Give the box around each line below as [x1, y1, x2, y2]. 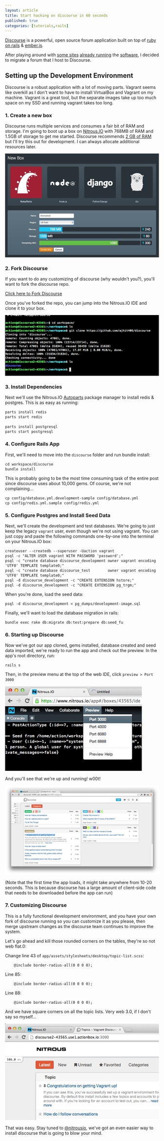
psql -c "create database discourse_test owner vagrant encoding [5, 568, 156, 573]
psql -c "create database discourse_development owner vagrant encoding [5, 558, 156, 563]
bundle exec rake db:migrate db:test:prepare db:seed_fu [5, 620, 123, 625]
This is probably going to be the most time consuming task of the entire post [5, 475, 159, 481]
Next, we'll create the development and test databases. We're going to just [5, 523, 155, 528]
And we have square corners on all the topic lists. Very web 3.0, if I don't [5, 1009, 151, 1014]
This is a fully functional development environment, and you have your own [5, 913, 156, 919]
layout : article [5, 8, 38, 13]
